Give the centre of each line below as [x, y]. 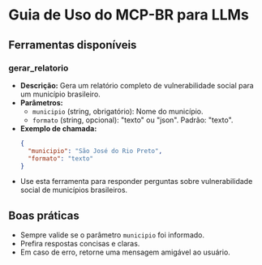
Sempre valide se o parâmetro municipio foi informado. [112, 235]
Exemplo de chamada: [58, 128]
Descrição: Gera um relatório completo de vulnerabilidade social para [137, 85]
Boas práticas [44, 215]
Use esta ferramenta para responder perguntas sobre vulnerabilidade [136, 182]
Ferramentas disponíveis [73, 45]
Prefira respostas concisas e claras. [80, 244]
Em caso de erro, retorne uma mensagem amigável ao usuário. [125, 252]
